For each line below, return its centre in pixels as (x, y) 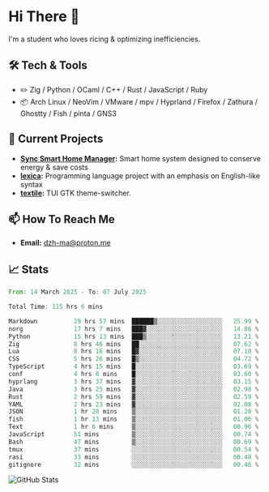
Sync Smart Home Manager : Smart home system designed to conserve (141, 158)
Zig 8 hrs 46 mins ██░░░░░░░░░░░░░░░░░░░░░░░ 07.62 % (134, 344)
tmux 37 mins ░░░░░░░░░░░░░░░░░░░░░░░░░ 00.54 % (134, 449)
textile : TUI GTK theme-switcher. (75, 193)
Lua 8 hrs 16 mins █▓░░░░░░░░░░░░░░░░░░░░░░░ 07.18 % (134, 352)
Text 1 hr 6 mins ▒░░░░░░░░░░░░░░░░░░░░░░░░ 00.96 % (134, 427)
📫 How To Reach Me (62, 219)
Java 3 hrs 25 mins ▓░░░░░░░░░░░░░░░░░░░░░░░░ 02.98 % (134, 389)
